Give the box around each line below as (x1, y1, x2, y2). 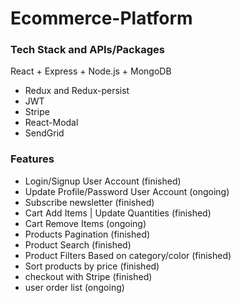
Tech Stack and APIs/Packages (10, 43, 165, 57)
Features (10, 152, 55, 166)
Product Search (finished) (24, 238, 132, 251)
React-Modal (24, 117, 79, 129)
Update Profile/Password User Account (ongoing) (24, 185, 230, 197)
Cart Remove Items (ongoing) (24, 217, 147, 229)
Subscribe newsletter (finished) (24, 196, 155, 208)
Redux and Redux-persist (24, 85, 130, 97)
